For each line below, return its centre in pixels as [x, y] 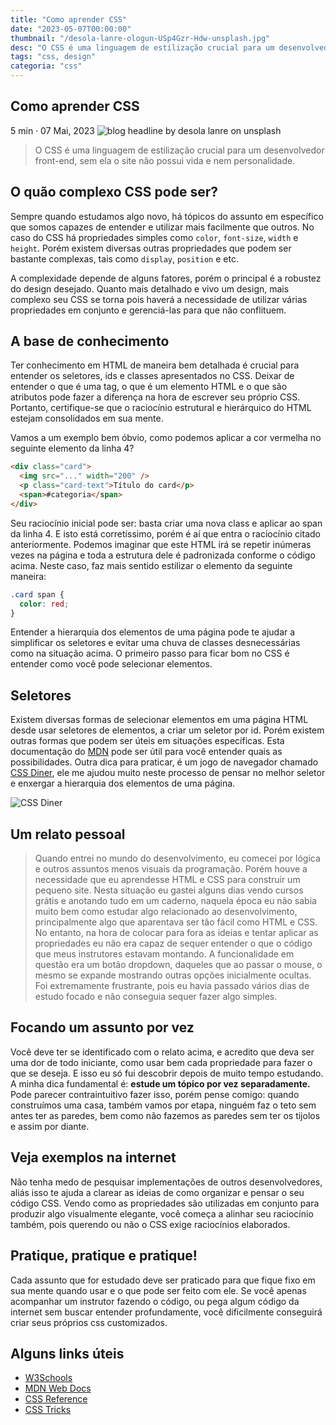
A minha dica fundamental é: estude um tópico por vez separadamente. [160, 1083]
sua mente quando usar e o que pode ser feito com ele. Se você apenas [158, 1290]
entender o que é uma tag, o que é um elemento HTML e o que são [149, 387]
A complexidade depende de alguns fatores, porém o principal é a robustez [166, 278]
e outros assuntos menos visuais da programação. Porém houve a [171, 869]
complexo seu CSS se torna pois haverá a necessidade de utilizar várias [159, 299]
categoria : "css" [46, 66]
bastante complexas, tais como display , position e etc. [124, 258]
